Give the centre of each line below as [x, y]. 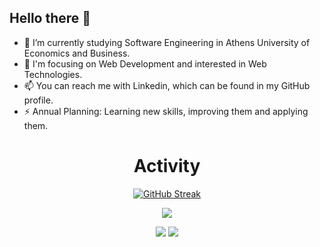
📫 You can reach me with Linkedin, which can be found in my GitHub [167, 85]
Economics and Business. [77, 53]
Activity [167, 166]
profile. [38, 100]
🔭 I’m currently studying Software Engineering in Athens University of [167, 42]
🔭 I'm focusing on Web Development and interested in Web [145, 63]
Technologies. [53, 74]
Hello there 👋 [50, 18]
